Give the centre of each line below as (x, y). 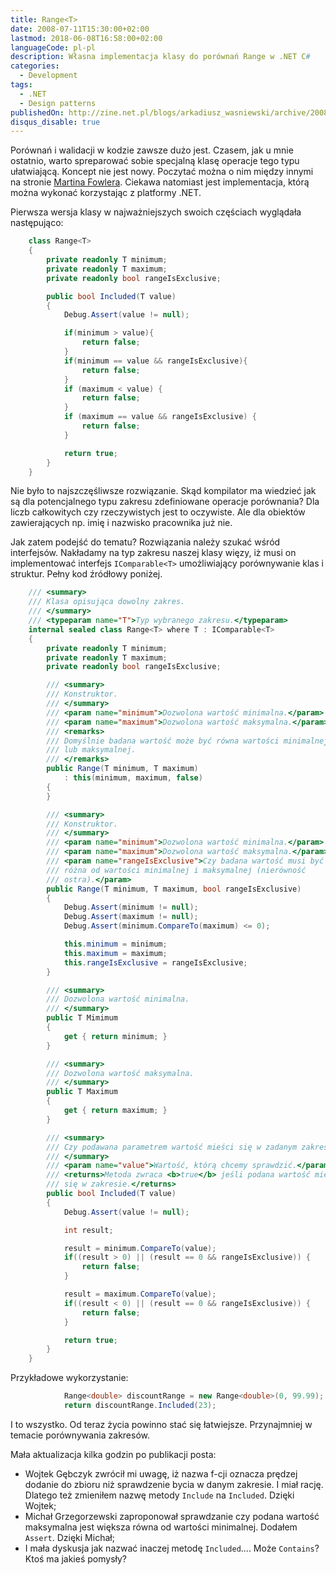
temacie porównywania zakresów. (80, 1435)
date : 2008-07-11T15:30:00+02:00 (80, 29)
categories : (35, 66)
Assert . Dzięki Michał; (69, 1537)
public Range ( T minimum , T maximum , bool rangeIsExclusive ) (174, 889)
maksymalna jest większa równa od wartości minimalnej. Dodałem (161, 1527)
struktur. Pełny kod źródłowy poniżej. (86, 574)
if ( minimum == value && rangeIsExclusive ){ (155, 361)
